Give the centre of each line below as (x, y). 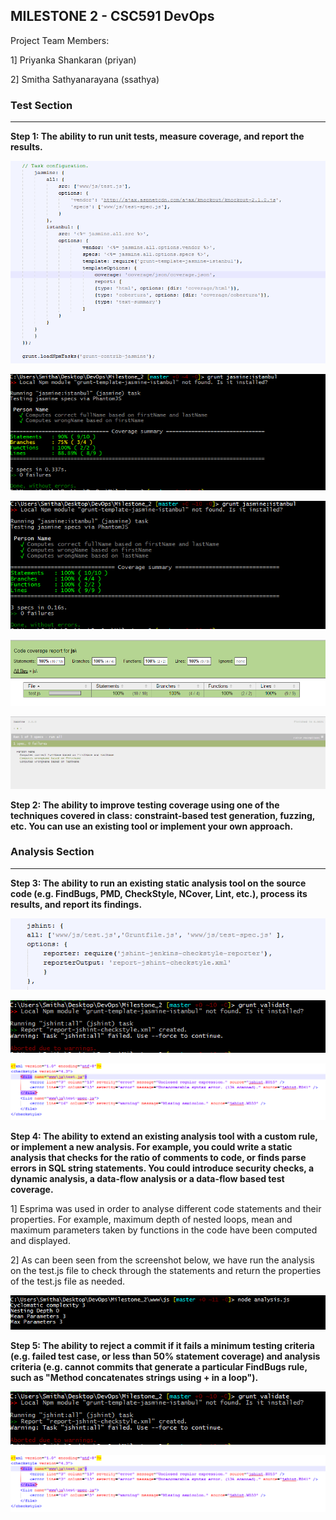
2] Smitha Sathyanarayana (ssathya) (85, 79)
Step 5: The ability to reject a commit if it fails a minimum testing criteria (162, 1346)
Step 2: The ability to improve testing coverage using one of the (145, 805)
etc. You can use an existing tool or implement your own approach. (152, 826)
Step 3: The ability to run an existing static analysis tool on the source (158, 883)
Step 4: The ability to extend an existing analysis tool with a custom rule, (164, 1136)
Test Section (41, 105)
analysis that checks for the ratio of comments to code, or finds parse (158, 1158)
